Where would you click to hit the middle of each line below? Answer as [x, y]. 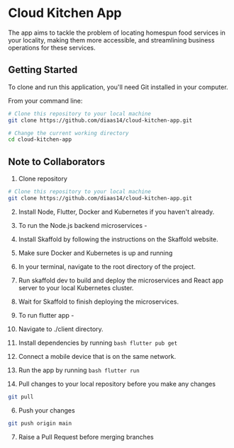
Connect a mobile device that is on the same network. [97, 356]
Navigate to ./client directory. [61, 329]
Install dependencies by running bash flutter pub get [98, 343]
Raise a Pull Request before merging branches [86, 437]
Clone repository [43, 179]
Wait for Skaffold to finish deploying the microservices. [99, 301]
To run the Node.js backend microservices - [83, 225]
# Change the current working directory [69, 133]
